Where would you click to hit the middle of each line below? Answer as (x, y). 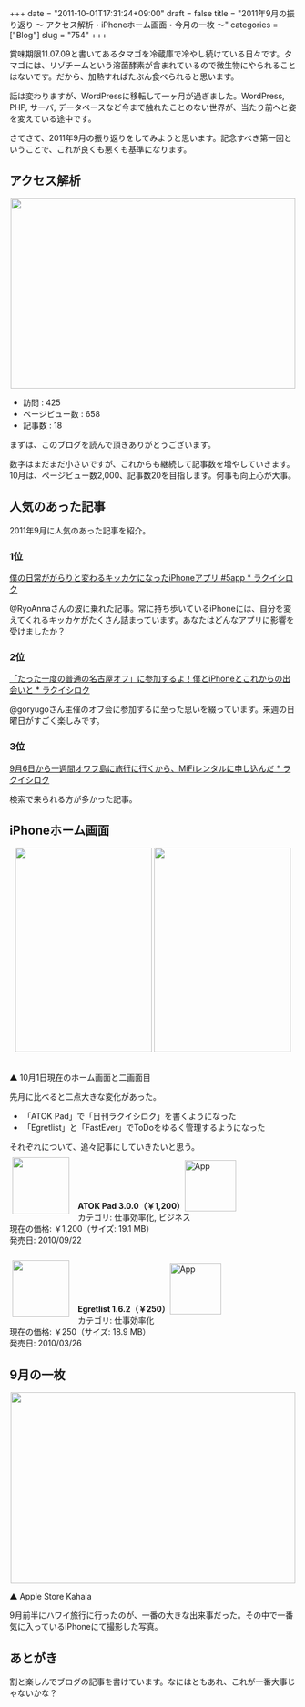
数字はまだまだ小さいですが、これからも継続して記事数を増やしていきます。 (152, 463)
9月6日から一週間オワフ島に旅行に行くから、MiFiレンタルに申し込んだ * (145, 768)
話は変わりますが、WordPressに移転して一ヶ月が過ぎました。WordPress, (147, 96)
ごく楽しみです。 (72, 721)
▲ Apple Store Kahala (51, 1597)
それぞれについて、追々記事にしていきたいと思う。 (105, 1147)
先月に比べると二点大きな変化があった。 (85, 1097)
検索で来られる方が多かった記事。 (73, 798)
